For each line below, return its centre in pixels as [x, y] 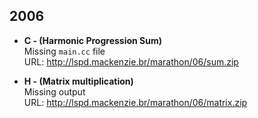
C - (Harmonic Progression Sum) [93, 40]
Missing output [54, 91]
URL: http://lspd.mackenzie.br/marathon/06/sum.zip [131, 61]
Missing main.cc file [64, 51]
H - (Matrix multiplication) [78, 81]
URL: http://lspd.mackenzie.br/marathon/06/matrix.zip [135, 102]
